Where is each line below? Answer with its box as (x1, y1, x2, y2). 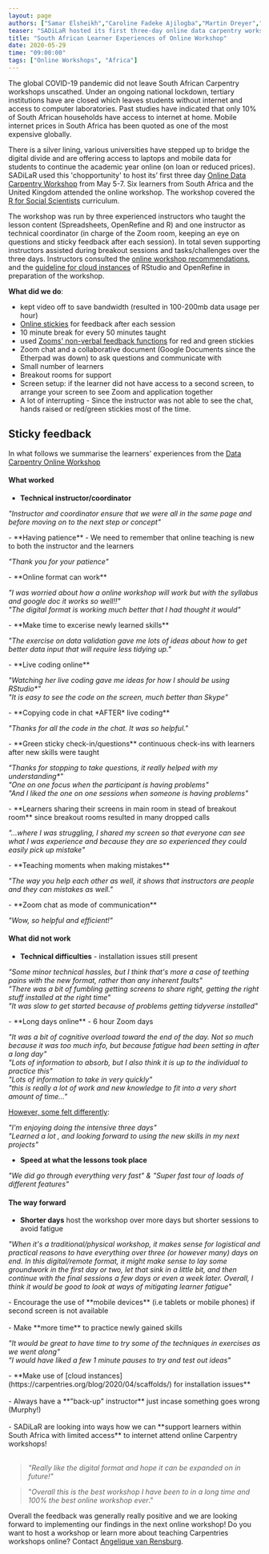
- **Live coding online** (8, 660, 90, 669)
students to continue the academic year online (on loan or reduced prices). (8, 162, 255, 171)
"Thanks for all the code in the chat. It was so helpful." (8, 723, 189, 733)
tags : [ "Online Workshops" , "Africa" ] (8, 57, 138, 65)
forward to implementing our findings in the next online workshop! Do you (8, 1520, 252, 1529)
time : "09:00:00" (8, 49, 66, 57)
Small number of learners (19, 361, 104, 371)
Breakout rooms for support (19, 370, 112, 379)
